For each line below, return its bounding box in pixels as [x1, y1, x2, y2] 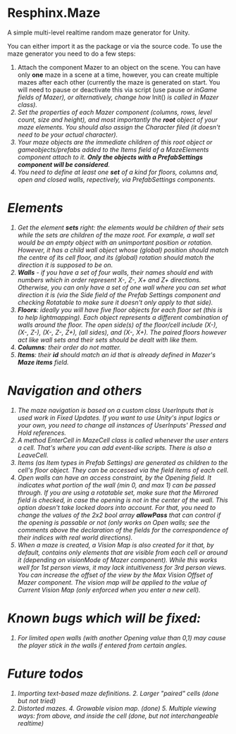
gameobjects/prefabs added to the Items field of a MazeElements [17, 145, 209, 154]
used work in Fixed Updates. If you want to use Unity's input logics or [17, 413, 221, 422]
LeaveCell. [17, 451, 49, 459]
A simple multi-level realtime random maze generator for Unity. [7, 28, 190, 37]
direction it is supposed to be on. [17, 261, 113, 269]
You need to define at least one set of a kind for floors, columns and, [17, 168, 218, 176]
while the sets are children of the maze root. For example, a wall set [17, 230, 215, 239]
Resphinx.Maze [7, 5, 101, 21]
